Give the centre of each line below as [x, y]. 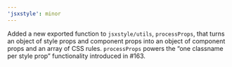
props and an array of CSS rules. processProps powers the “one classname [115, 48]
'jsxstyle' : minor [34, 14]
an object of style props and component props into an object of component [116, 41]
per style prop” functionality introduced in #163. [77, 56]
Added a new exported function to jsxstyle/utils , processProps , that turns [116, 33]
